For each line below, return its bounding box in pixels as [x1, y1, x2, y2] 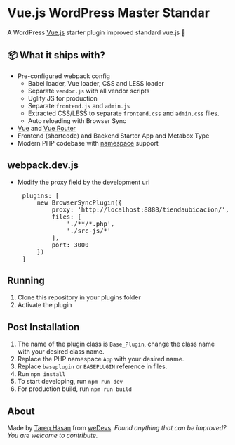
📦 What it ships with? [7, 49, 105, 61]
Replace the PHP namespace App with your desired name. [17, 355, 184, 363]
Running [7, 274, 46, 286]
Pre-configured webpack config [17, 72, 111, 80]
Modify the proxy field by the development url [17, 178, 150, 186]
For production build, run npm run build [17, 385, 132, 393]
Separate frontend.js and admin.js [27, 101, 130, 110]
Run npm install [17, 370, 66, 378]
